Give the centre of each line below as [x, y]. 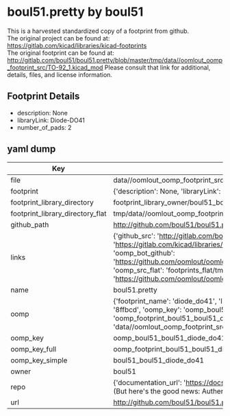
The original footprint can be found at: [61, 53]
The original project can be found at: [59, 38]
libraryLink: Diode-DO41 [51, 120]
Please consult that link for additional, [157, 67]
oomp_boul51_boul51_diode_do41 [169, 338]
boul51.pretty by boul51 [75, 12]
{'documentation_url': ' [149, 382]
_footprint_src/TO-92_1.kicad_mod [55, 67]
